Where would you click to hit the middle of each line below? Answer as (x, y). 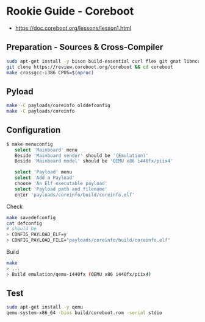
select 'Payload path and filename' (61, 189)
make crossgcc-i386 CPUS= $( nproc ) (50, 72)
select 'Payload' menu (43, 172)
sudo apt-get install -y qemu (45, 307)
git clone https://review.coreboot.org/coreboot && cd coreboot (90, 67)
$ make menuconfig (30, 144)
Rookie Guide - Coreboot (70, 11)
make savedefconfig (31, 217)
